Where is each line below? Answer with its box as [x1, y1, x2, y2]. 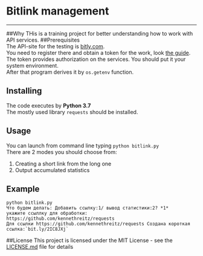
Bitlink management [6, 4, 109, 18]
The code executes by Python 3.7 [6, 101, 91, 109]
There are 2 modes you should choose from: [6, 148, 117, 155]
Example [6, 184, 40, 194]
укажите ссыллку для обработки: [6, 210, 88, 217]
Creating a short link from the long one [14, 160, 112, 167]
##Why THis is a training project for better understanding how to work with [6, 30, 193, 37]
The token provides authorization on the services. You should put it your [6, 56, 186, 63]
